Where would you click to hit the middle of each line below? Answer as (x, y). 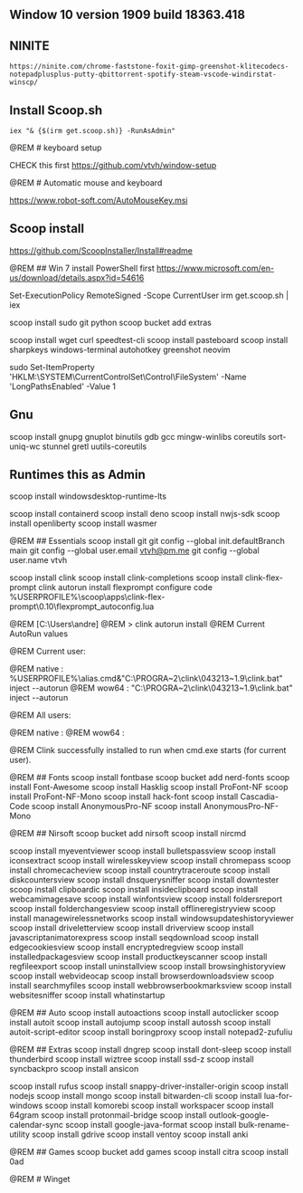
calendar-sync (36, 1125)
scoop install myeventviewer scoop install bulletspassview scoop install (142, 851)
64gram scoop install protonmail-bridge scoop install (108, 1115)
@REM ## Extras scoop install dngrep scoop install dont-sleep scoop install (151, 1050)
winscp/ (24, 82)
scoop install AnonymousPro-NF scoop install (116, 806)
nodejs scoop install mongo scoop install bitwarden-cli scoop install (136, 1096)
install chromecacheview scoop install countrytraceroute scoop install (140, 870)
